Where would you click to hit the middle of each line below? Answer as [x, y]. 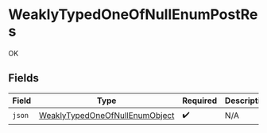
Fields [24, 78]
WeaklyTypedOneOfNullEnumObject [106, 116]
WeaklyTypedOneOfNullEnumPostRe [133, 15]
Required [200, 101]
